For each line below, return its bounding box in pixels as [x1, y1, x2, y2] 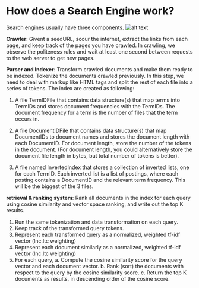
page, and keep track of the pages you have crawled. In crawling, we [6, 42, 175, 49]
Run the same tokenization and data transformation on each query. [14, 218, 179, 226]
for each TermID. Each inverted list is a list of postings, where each [14, 170, 179, 177]
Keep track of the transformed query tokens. [14, 224, 124, 231]
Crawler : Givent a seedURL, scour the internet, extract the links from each [6, 35, 188, 42]
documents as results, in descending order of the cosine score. [14, 275, 170, 282]
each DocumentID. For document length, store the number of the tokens [14, 139, 192, 146]
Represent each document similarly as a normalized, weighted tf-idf [14, 243, 181, 251]
